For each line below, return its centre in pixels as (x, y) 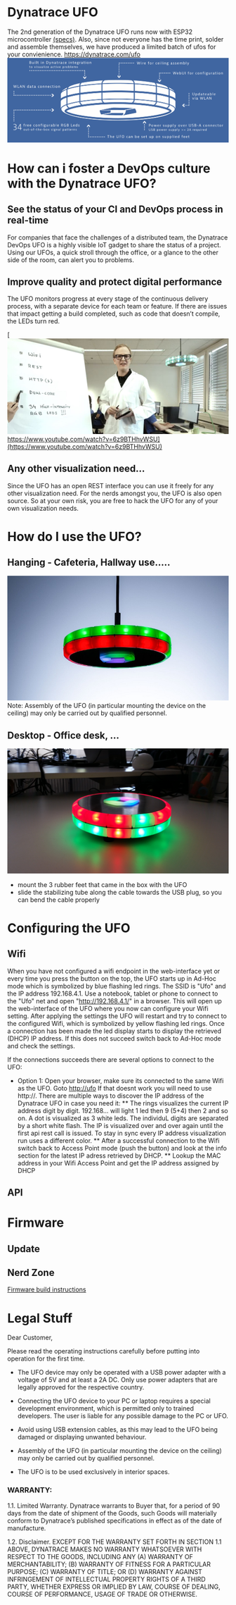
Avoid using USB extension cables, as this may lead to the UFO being (117, 1430)
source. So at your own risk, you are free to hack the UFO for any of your (113, 500)
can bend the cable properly (59, 900)
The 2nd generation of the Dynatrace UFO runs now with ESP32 (100, 32)
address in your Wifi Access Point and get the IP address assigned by (118, 1163)
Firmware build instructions (47, 1289)
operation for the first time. (46, 1359)
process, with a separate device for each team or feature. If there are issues (117, 306)
